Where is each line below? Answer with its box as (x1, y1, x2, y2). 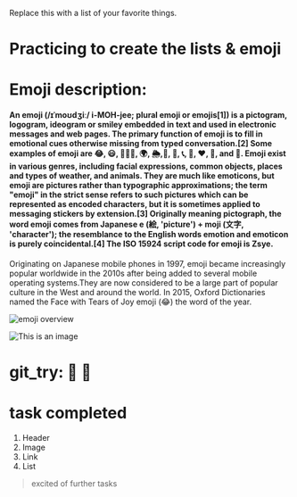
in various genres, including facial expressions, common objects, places (9, 161, 283, 171)
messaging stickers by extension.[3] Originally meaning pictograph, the (9, 208, 283, 219)
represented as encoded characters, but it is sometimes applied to (9, 198, 260, 209)
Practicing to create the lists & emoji (9, 39, 282, 59)
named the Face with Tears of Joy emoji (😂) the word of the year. (9, 296, 252, 307)
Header (21, 432, 51, 443)
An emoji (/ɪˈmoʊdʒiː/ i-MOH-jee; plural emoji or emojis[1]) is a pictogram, (9, 109, 288, 120)
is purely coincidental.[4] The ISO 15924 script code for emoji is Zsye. (9, 238, 274, 249)
